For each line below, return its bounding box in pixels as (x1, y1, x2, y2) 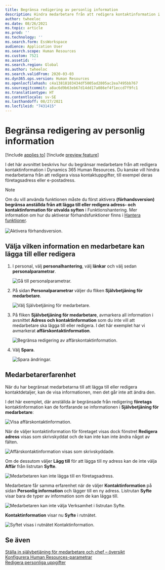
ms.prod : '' (5, 30, 30, 35)
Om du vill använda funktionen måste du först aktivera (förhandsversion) (5, 196, 155, 202)
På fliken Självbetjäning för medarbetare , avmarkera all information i (12, 312, 154, 318)
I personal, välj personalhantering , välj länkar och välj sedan (12, 263, 137, 269)
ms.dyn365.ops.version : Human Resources (5, 76, 90, 81)
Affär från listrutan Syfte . (5, 463, 57, 469)
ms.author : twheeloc (5, 67, 48, 72)
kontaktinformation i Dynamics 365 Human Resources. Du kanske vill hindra (5, 167, 160, 173)
